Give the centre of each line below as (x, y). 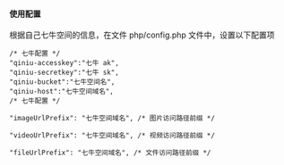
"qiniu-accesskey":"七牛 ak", (64, 63)
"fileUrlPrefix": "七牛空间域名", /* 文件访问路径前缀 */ (110, 153)
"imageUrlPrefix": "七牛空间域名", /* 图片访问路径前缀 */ (112, 119)
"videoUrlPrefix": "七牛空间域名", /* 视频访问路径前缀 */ (112, 136)
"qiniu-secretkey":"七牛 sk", (64, 73)
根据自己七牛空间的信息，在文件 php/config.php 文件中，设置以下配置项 (142, 35)
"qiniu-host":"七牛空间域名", (61, 92)
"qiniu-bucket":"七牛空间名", (62, 82)
